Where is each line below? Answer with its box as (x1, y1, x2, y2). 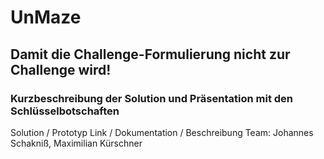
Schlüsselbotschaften (10, 104, 120, 118)
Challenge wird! (10, 61, 112, 78)
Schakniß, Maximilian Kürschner (10, 137, 143, 149)
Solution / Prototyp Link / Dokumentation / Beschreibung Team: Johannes (10, 126, 314, 138)
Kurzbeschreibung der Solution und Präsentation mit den (10, 91, 294, 105)
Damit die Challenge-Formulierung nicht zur (10, 46, 291, 63)
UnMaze (10, 6, 82, 29)
